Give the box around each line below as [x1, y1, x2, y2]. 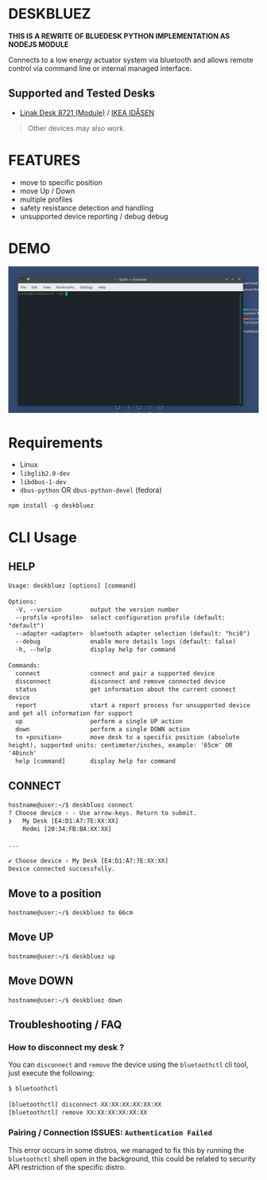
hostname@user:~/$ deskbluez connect [8, 801, 133, 809]
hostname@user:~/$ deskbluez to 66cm [8, 909, 133, 917]
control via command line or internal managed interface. [8, 63, 192, 73]
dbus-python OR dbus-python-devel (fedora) [19, 486, 163, 495]
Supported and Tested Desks [8, 87, 156, 100]
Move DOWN [8, 974, 74, 988]
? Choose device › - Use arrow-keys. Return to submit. [8, 809, 197, 817]
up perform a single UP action [15, 718, 183, 726]
